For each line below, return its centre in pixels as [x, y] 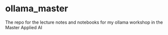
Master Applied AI [24, 27]
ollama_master [37, 9]
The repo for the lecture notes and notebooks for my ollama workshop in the [84, 22]
